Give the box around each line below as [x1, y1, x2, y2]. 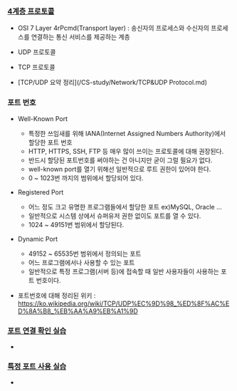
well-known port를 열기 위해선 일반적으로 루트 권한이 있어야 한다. [28, 165, 211, 173]
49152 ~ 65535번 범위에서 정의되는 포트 [28, 249, 142, 258]
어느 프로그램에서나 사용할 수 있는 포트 [28, 258, 135, 266]
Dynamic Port [17, 234, 58, 243]
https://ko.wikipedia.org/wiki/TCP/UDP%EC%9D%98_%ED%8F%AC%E [17, 299, 230, 308]
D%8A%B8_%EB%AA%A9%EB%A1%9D [17, 306, 139, 315]
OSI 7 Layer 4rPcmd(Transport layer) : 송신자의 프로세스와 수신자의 [17, 24, 210, 33]
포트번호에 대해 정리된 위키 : [17, 291, 96, 300]
